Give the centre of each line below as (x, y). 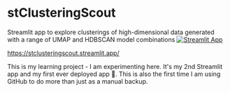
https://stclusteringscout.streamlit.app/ (64, 53)
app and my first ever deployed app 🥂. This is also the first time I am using (114, 74)
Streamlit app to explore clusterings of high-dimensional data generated (111, 32)
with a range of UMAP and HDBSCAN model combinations (91, 39)
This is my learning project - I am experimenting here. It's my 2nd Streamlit (115, 66)
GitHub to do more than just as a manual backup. (78, 81)
